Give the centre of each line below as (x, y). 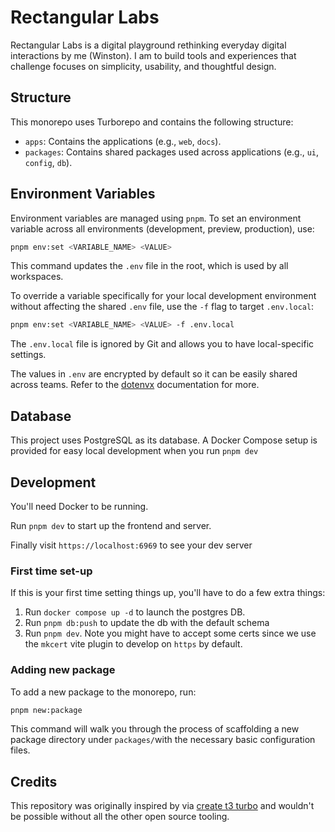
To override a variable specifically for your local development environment (163, 296)
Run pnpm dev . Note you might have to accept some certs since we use (170, 633)
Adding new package (63, 670)
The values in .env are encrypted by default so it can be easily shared (154, 374)
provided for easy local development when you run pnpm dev (134, 451)
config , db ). (48, 162)
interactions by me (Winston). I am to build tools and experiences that (153, 55)
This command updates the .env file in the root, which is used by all (149, 266)
